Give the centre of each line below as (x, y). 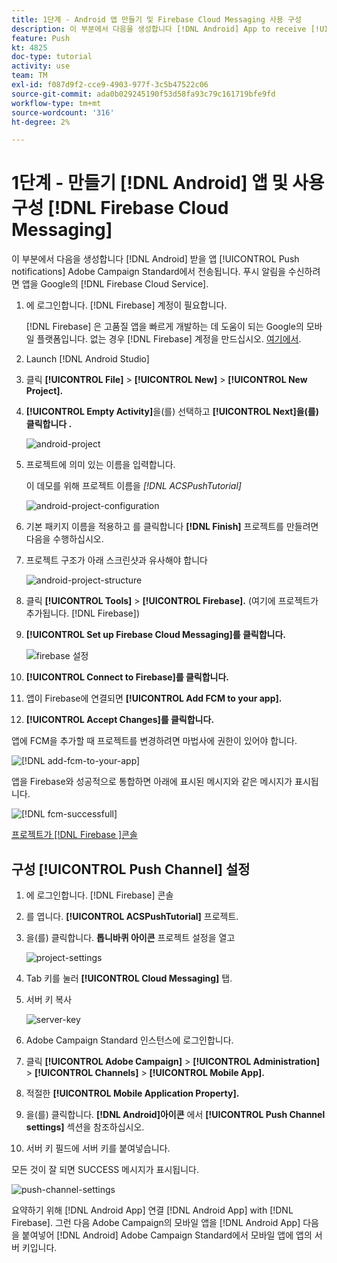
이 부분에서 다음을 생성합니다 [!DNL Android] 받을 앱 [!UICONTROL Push (155, 259)
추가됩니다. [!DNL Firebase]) (82, 613)
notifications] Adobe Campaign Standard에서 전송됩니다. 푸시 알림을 (148, 272)
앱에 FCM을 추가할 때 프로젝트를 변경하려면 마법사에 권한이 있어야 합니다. (154, 741)
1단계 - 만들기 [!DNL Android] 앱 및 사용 (168, 183)
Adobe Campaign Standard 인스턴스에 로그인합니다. (129, 1040)
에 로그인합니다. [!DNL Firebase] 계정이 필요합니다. (126, 305)
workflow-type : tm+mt (56, 103)
